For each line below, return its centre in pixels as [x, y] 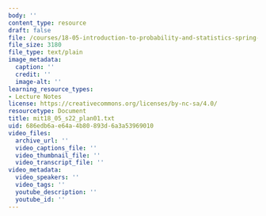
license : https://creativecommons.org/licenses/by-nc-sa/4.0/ [113, 104]
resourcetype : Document [47, 112]
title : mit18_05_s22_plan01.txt [61, 119]
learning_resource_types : [51, 89]
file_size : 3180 [35, 45]
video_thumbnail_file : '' [58, 155]
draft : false [30, 30]
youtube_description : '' [56, 192]
